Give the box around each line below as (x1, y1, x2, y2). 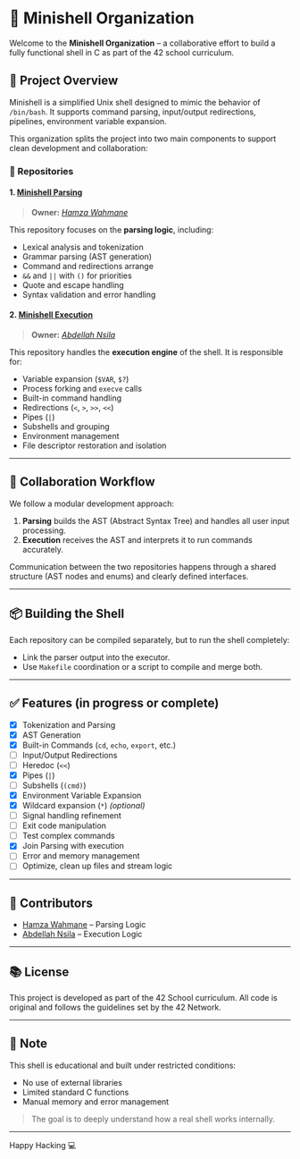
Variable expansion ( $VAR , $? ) (21, 374, 129, 385)
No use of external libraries (21, 1077, 123, 1087)
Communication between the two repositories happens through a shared (9, 561, 277, 571)
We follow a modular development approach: (9, 498, 174, 509)
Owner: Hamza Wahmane (30, 207, 129, 217)
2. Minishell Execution (9, 309, 94, 320)
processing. (21, 525, 67, 536)
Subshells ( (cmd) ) (21, 780, 87, 791)
